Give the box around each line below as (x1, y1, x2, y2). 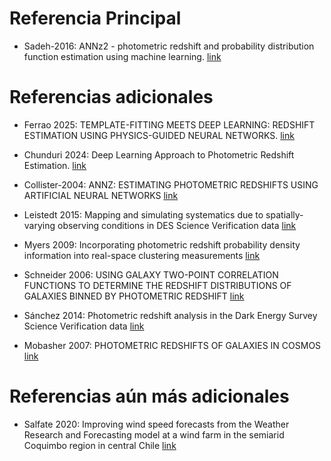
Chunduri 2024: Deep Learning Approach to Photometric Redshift (23, 148, 295, 161)
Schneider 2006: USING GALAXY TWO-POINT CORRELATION (23, 268, 279, 281)
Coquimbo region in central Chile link (23, 439, 177, 451)
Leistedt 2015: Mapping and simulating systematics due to (23, 208, 264, 221)
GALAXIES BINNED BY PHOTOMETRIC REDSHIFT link (23, 290, 245, 302)
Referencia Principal (9, 7, 182, 30)
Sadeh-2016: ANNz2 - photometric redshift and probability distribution (23, 40, 315, 52)
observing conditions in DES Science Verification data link (57, 219, 297, 231)
